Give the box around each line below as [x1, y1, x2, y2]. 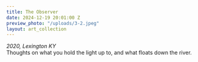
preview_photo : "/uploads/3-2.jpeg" [6, 20, 99, 26]
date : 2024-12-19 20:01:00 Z [6, 15, 80, 21]
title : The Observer [6, 9, 59, 15]
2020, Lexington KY [6, 43, 56, 50]
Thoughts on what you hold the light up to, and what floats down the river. [6, 49, 192, 57]
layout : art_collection [6, 26, 67, 32]
